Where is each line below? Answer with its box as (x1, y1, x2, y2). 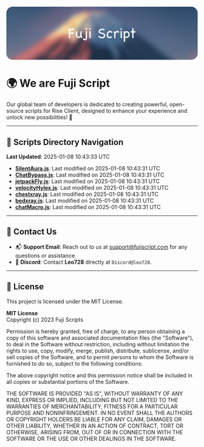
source (6, 107, 24, 115)
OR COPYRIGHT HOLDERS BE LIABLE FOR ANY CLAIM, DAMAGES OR (6, 415, 182, 423)
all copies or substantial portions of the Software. (6, 378, 129, 385)
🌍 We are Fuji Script (6, 76, 110, 90)
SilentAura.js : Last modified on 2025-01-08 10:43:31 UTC (15, 165, 160, 172)
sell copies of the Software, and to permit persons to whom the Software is (6, 353, 194, 361)
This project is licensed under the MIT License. (6, 298, 124, 305)
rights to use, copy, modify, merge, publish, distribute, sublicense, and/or (6, 347, 189, 354)
